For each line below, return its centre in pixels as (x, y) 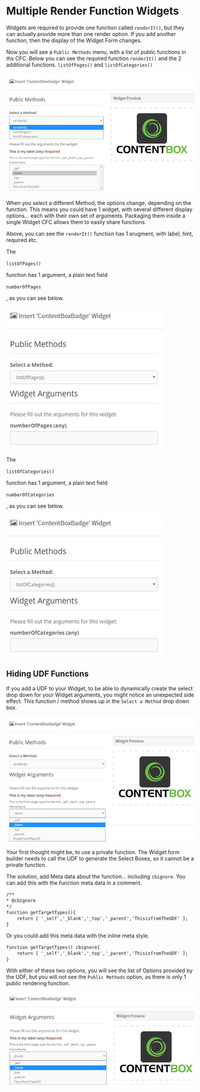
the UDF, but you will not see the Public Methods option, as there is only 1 (96, 977)
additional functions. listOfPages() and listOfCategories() (80, 65)
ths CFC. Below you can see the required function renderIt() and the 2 (94, 58)
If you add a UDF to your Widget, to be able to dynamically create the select (99, 688)
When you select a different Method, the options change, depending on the (99, 203)
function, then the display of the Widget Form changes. (74, 40)
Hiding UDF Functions (47, 674)
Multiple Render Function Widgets (93, 11)
